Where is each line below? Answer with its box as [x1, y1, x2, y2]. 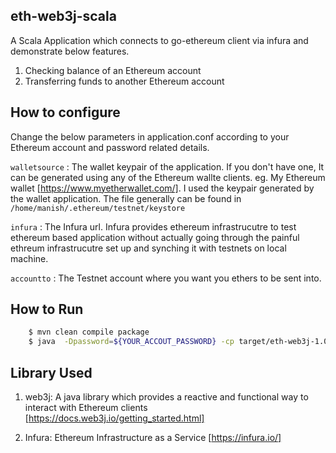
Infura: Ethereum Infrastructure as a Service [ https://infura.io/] [24, 432, 282, 443]
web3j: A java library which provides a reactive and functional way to [24, 391, 309, 403]
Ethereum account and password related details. [10, 141, 210, 153]
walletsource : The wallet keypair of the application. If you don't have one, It [10, 160, 325, 173]
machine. [10, 252, 49, 264]
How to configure [10, 104, 121, 121]
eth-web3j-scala [10, 8, 117, 25]
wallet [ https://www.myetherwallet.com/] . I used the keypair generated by [10, 182, 315, 194]
